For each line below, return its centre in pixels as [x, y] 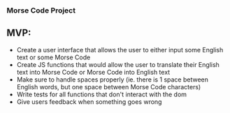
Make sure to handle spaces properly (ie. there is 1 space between [113, 80]
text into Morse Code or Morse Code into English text [93, 72]
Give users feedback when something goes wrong [89, 101]
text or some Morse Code [53, 57]
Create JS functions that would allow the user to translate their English [118, 64]
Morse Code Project [41, 10]
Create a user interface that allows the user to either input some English [120, 50]
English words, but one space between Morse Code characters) [109, 86]
